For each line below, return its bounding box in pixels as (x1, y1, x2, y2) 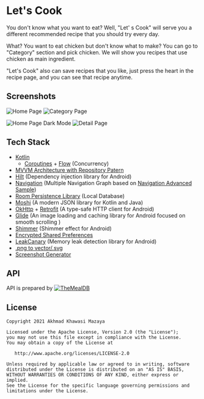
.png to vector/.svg (15, 244, 63, 251)
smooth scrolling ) (15, 218, 61, 225)
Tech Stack (6, 137, 50, 147)
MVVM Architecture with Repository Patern (15, 166, 124, 174)
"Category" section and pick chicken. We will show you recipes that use (6, 48, 188, 56)
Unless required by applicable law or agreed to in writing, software (6, 361, 190, 367)
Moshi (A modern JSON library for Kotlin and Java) (15, 199, 144, 206)
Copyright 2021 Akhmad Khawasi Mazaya (6, 318, 105, 324)
